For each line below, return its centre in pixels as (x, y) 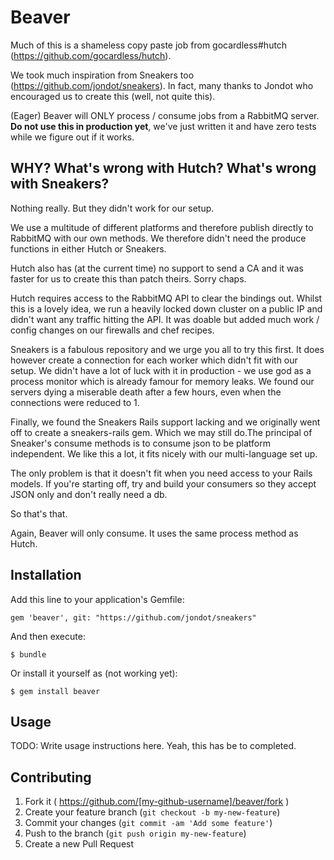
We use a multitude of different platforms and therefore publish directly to (162, 227)
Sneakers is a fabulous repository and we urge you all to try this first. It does (167, 349)
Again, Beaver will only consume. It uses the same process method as (154, 533)
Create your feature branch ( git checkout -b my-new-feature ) (152, 812)
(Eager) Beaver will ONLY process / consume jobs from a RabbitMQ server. (165, 115)
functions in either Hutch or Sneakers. (88, 248)
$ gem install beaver (55, 691)
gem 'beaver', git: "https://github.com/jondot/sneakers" (133, 617)
